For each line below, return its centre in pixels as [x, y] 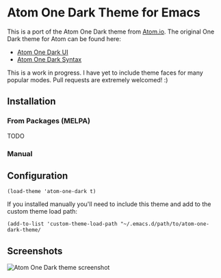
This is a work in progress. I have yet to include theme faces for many [105, 73]
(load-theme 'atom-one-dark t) [52, 192]
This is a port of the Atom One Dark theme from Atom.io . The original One [111, 31]
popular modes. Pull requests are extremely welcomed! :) [88, 79]
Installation [31, 102]
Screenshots [35, 251]
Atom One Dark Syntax [49, 59]
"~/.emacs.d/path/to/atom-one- [165, 224]
